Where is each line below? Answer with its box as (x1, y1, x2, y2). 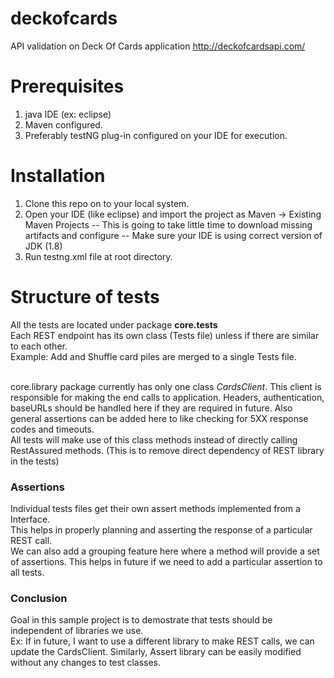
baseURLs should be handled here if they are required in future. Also (10, 402, 293, 414)
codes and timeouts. (10, 423, 95, 435)
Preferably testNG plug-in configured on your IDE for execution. (24, 129, 288, 141)
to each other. (10, 340, 68, 352)
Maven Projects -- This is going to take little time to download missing (24, 218, 313, 231)
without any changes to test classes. (10, 657, 162, 669)
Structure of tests (10, 286, 160, 308)
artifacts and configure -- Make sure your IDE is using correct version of (24, 229, 323, 241)
